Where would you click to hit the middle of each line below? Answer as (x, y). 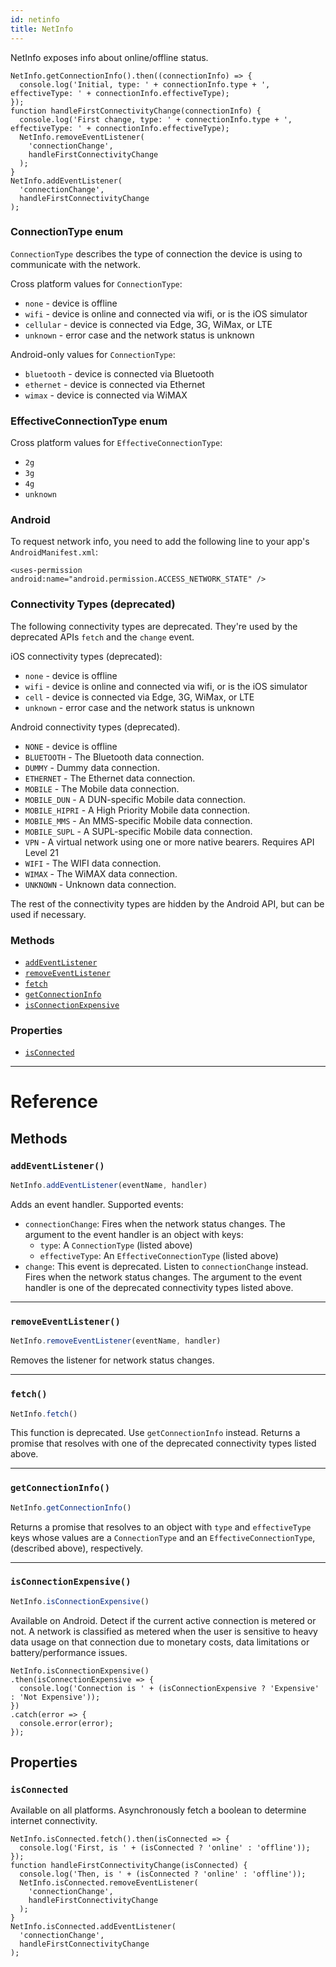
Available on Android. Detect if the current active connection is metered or (163, 1620)
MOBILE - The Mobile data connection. (102, 788)
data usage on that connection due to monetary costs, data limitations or (160, 1642)
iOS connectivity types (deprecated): (86, 656)
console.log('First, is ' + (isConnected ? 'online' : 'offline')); (165, 1848)
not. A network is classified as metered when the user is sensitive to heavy (164, 1631)
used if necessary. (48, 914)
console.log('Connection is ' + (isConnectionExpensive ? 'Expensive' (169, 1688)
